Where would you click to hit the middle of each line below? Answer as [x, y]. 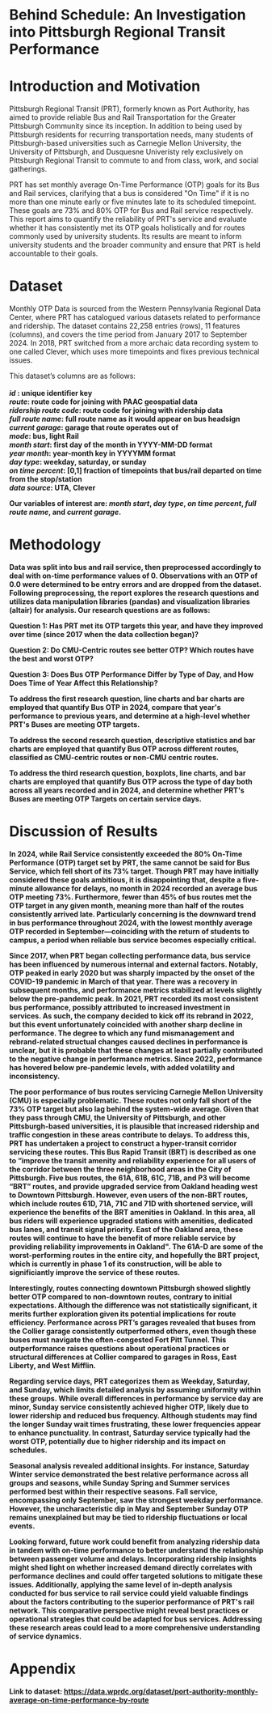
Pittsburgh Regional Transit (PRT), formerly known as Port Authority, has [129, 109]
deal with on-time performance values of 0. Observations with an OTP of [134, 576]
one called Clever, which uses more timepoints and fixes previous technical [134, 352]
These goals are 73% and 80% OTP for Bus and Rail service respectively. [131, 210]
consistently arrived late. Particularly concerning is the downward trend [133, 914]
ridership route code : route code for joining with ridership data [116, 410]
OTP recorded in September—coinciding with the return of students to [129, 931]
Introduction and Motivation [105, 86]
